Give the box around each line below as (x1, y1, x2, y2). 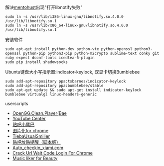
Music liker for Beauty (12, 156, 58, 161)
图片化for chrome (12, 128, 49, 133)
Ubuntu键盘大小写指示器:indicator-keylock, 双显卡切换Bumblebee (5, 69, 140, 75)
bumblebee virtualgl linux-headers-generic (5, 92, 97, 97)
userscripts (5, 101, 28, 106)
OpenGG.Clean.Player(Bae (12, 110, 67, 116)
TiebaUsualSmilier (12, 133, 50, 139)
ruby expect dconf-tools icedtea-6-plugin (5, 55, 95, 60)
